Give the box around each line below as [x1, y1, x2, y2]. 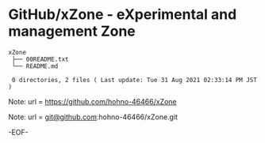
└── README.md [11, 62, 59, 70]
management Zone [8, 22, 136, 40]
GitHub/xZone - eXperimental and [8, 6, 237, 24]
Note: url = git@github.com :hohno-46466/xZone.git [8, 112, 179, 122]
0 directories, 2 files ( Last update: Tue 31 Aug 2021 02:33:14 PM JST [11, 76, 258, 84]
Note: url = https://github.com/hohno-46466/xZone [8, 96, 177, 106]
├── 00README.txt [11, 55, 69, 63]
